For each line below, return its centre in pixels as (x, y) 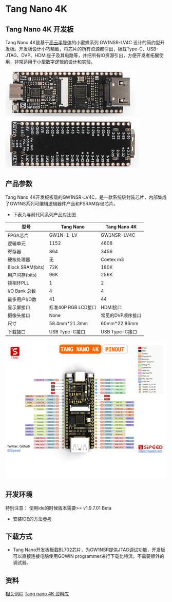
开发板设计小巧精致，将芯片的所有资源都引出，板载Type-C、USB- (89, 49)
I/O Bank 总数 (22, 291)
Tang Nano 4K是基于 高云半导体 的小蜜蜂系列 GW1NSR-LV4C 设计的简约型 (83, 42)
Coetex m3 (112, 259)
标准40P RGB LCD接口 (73, 307)
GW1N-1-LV (63, 235)
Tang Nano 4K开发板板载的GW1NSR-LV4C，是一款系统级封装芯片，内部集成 (86, 197)
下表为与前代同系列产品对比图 (44, 214)
